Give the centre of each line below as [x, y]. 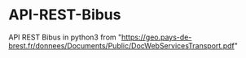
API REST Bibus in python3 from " [65, 37]
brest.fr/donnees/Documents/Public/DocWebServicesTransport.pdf [121, 45]
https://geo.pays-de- [156, 37]
